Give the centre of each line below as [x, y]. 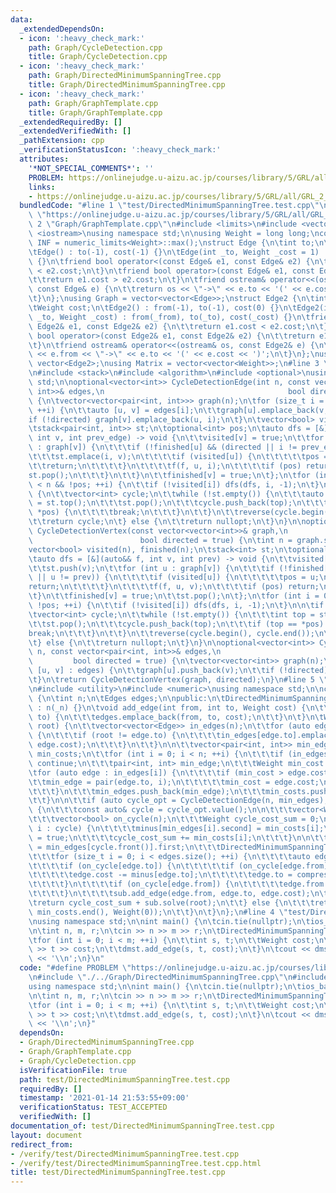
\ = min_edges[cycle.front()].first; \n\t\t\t [125, 847]
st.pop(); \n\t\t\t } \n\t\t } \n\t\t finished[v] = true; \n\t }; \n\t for [169, 475]
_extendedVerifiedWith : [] [75, 131]
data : [21, 19]
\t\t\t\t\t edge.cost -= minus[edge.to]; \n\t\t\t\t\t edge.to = [160, 875]
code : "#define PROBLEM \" [75, 968]
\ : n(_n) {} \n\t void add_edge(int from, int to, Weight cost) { [167, 707]
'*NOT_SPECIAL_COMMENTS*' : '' [91, 168]
